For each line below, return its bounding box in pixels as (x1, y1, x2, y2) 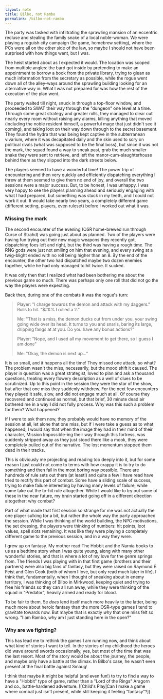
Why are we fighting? (5, 626, 57, 633)
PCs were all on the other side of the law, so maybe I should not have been (5, 45, 155, 51)
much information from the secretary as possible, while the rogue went (5, 75, 147, 81)
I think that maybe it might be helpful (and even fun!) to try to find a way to (5, 673, 154, 679)
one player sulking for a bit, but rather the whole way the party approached (5, 513, 156, 519)
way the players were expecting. (5, 282, 71, 288)
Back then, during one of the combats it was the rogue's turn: (5, 292, 128, 298)
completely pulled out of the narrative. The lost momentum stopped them (5, 442, 152, 448)
